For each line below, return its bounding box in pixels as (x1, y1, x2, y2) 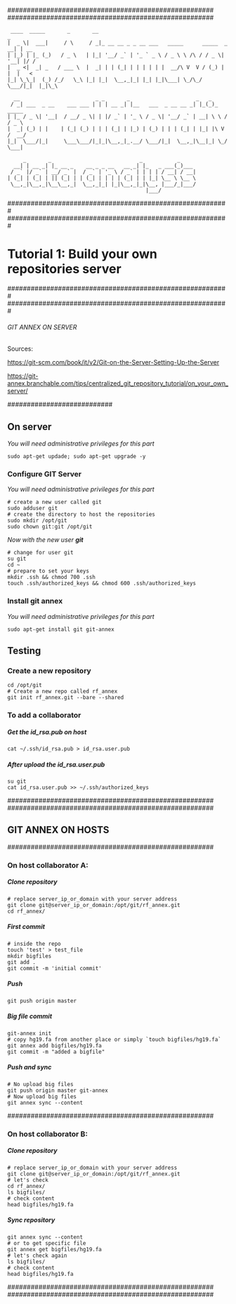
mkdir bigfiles (7, 952, 52, 960)
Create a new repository (7, 665, 91, 675)
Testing (7, 644, 41, 656)
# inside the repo (7, 940, 61, 947)
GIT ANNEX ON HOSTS (7, 824, 110, 836)
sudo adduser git (7, 505, 58, 512)
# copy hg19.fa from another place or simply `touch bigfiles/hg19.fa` (7, 1036, 221, 1043)
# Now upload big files (7, 1093, 77, 1100)
